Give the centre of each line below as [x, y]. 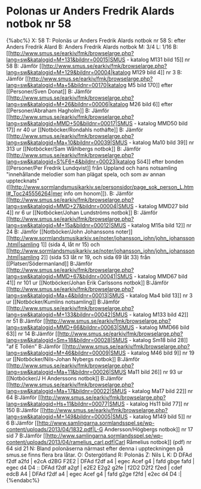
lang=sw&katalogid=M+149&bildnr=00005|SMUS [67, 416]
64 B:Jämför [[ [24, 397]
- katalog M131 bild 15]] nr [158, 59]
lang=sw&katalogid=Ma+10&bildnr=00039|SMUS [67, 142]
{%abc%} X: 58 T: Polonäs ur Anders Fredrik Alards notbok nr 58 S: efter [96, 40]
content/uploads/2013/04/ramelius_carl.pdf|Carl [66, 442]
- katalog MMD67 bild [160, 276]
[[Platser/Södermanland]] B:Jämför [49, 263]
